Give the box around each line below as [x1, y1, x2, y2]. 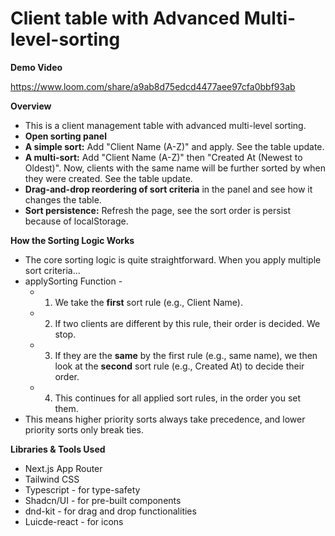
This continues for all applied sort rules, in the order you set [54, 392, 302, 404]
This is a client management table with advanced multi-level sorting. [24, 119, 307, 131]
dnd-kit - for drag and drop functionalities [24, 505, 197, 517]
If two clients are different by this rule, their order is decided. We [54, 317, 321, 329]
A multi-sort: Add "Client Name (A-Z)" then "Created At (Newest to [24, 151, 303, 163]
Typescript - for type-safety [24, 483, 141, 496]
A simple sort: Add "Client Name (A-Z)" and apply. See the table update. [24, 140, 325, 152]
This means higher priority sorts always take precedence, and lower [24, 413, 306, 425]
